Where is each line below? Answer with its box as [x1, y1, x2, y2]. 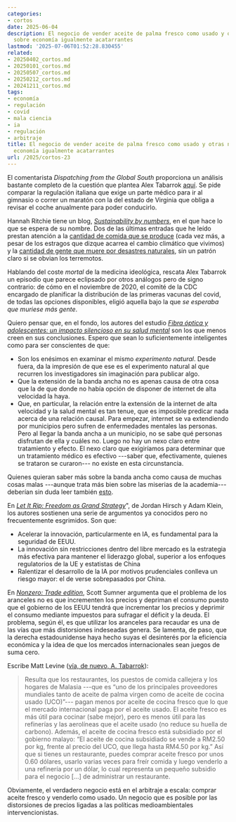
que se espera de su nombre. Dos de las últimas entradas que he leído [7, 224, 212, 233]
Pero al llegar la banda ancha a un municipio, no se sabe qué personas [17, 429, 223, 438]
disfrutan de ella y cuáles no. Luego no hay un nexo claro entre [17, 436, 200, 445]
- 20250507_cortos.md [7, 69, 71, 76]
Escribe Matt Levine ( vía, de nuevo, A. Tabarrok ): [7, 661, 149, 670]
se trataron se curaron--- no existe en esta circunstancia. [17, 459, 184, 467]
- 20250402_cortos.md [7, 56, 71, 63]
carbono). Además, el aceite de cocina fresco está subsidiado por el [24, 727, 223, 736]
